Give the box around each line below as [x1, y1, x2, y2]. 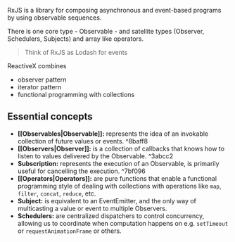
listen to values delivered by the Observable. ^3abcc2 [17, 151, 174, 160]
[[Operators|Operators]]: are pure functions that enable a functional [17, 174, 217, 182]
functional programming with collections [17, 91, 135, 98]
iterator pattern [17, 83, 62, 91]
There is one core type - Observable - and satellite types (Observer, [7, 27, 205, 35]
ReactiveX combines [7, 62, 67, 70]
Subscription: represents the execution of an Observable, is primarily [17, 159, 220, 167]
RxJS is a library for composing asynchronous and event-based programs [7, 6, 222, 14]
